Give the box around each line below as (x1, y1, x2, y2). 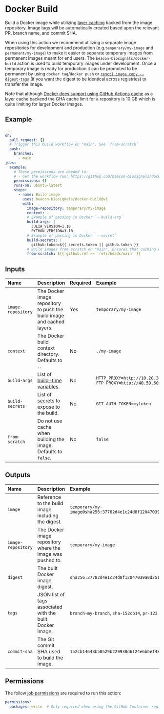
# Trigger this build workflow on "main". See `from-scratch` (9, 142, 139, 147)
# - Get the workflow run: (14, 174, 69, 179)
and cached (37, 319, 65, 325)
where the (37, 544, 61, 551)
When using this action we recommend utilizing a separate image (5, 39, 137, 45)
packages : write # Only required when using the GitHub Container (9, 704, 150, 709)
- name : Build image (18, 192, 60, 197)
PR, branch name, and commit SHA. (5, 30, 77, 36)
